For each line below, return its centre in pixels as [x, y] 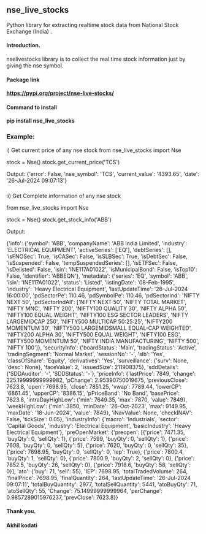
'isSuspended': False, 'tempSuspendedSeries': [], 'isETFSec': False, [92, 262]
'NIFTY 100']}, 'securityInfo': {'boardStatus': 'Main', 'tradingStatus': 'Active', [102, 347]
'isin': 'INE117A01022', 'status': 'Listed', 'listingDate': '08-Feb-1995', [91, 282]
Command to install [32, 107]
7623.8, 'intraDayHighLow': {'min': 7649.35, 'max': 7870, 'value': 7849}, [97, 399]
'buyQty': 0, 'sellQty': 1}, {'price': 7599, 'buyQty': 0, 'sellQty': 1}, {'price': [97, 438]
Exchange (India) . [29, 31]
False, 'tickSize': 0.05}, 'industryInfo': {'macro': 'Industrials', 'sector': [93, 419]
